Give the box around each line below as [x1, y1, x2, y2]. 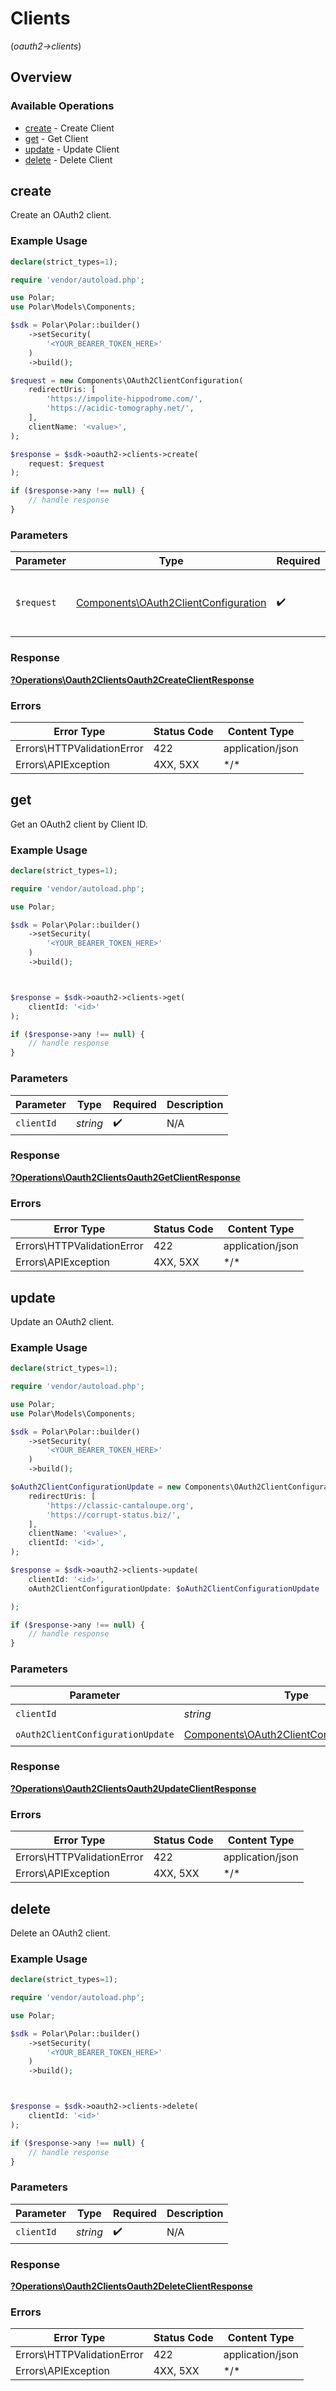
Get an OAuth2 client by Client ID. [10, 818, 148, 830]
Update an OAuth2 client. [10, 1315, 115, 1327]
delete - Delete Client [24, 153, 113, 166]
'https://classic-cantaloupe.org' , [46, 1500, 195, 1511]
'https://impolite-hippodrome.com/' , [46, 394, 203, 404]
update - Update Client [24, 143, 120, 155]
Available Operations [10, 99, 115, 113]
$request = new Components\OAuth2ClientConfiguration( [10, 375, 244, 386]
